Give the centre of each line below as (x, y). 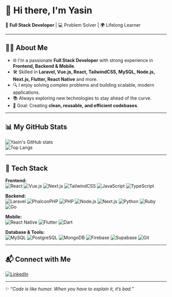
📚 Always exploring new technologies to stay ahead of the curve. (82, 98)
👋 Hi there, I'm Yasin (49, 11)
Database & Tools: (25, 232)
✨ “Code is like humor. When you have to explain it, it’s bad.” (70, 289)
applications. (26, 92)
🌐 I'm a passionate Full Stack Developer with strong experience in (83, 60)
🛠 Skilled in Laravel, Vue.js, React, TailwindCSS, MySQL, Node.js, (84, 72)
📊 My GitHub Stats (36, 127)
